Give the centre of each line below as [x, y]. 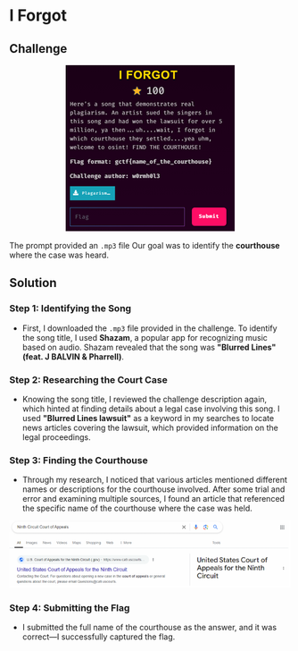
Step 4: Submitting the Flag [70, 607]
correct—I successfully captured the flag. [99, 637]
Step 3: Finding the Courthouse [79, 460]
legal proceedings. [56, 437]
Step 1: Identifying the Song [70, 309]
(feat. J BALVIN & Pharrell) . [73, 356]
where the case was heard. [59, 255]
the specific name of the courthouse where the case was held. [137, 508]
